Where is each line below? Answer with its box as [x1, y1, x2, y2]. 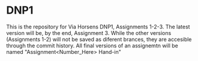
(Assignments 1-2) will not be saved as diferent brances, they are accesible [6, 36, 192, 43]
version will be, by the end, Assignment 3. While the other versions [6, 29, 172, 36]
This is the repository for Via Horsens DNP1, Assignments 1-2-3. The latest [6, 23, 190, 30]
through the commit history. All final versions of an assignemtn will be [6, 42, 178, 49]
